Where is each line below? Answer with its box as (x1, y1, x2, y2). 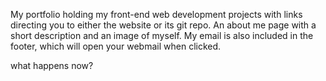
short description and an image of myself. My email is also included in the (10, 30, 314, 41)
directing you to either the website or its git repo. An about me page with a (10, 19, 317, 31)
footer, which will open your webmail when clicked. (10, 40, 222, 52)
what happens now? (10, 60, 94, 71)
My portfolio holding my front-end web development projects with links (10, 9, 303, 20)
